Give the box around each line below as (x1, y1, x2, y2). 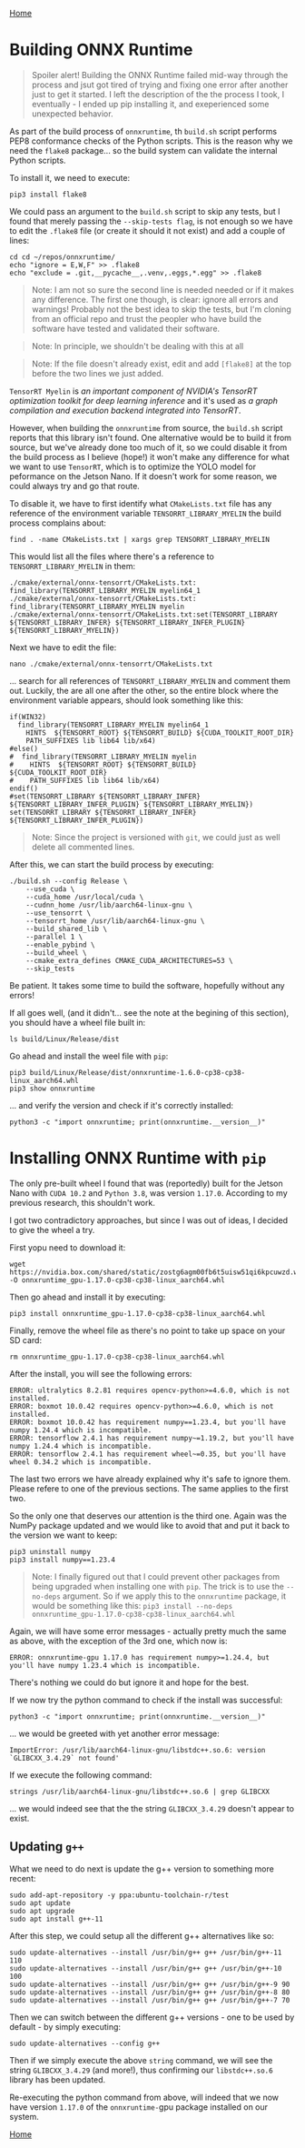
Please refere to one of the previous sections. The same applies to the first (9, 1482, 289, 1494)
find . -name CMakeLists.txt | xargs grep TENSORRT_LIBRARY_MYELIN (9, 535, 271, 544)
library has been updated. (9, 2073, 106, 2085)
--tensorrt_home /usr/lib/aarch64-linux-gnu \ (25, 916, 205, 926)
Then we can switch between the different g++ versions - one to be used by (9, 2012, 295, 2023)
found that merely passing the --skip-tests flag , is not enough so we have (9, 216, 293, 226)
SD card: (9, 1334, 43, 1345)
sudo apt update (9, 1898, 71, 1908)
